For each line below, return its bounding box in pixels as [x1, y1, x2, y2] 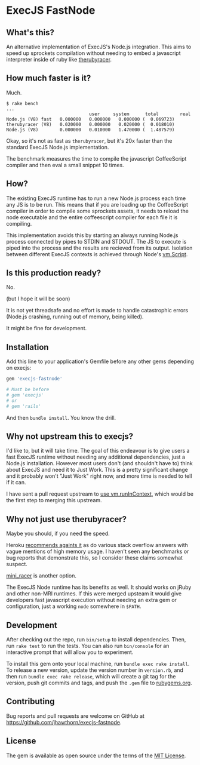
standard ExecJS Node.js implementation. [6, 143, 109, 150]
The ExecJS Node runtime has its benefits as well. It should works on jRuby [6, 583, 192, 591]
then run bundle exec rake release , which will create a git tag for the [6, 673, 176, 680]
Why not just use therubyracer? [6, 514, 127, 524]
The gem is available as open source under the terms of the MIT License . [6, 752, 186, 759]
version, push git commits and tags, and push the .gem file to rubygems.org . [6, 679, 193, 687]
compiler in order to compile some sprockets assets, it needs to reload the [6, 207, 189, 214]
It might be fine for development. [6, 325, 87, 332]
